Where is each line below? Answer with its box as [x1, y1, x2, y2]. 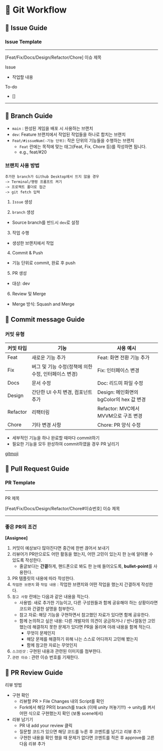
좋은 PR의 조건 [5, 524, 37, 531]
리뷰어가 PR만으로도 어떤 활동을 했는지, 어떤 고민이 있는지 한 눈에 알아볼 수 [12, 551, 154, 557]
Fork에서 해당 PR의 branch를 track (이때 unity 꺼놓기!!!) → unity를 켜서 [19, 704, 156, 710]
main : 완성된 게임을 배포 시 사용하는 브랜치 [12, 125, 94, 131]
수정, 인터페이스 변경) [31, 370, 78, 377]
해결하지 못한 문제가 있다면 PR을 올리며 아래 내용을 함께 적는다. [32, 624, 152, 630]
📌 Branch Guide [5, 112, 53, 120]
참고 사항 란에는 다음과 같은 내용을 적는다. [12, 593, 90, 599]
